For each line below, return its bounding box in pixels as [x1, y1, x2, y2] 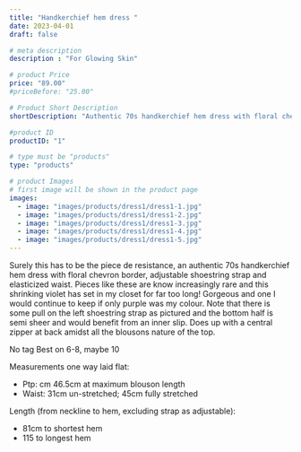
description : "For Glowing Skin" [9, 55, 139, 64]
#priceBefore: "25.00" [9, 87, 94, 96]
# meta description [9, 46, 82, 55]
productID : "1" [9, 136, 66, 145]
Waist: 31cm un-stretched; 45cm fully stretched [21, 388, 199, 399]
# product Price [9, 71, 70, 80]
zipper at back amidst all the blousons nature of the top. [9, 326, 216, 337]
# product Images [9, 177, 74, 187]
